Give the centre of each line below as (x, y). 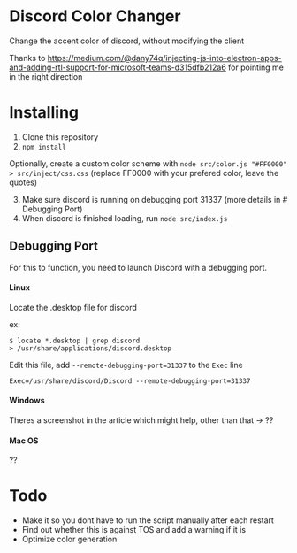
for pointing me (256, 67)
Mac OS (24, 441)
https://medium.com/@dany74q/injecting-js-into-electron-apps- (164, 58)
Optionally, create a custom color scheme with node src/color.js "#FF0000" (148, 163)
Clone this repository (60, 137)
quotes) (23, 182)
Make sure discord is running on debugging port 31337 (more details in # (155, 199)
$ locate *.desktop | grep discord (75, 341)
